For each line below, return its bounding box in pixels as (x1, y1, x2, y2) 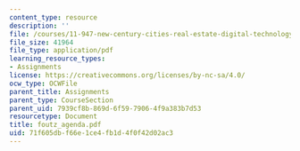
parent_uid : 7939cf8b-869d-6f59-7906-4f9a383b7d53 (9, 104, 202, 113)
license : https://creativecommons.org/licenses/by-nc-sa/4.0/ (9, 71, 246, 80)
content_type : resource (9, 12, 98, 22)
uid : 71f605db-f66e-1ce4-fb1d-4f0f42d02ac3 (9, 129, 174, 138)
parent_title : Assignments (9, 87, 110, 96)
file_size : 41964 (9, 37, 74, 47)
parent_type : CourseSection (9, 95, 114, 105)
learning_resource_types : (9, 54, 105, 63)
